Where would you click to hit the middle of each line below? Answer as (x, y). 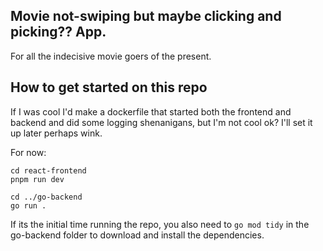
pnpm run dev (37, 179)
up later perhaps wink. (56, 133)
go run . (28, 205)
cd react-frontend (48, 170)
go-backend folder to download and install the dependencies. (137, 235)
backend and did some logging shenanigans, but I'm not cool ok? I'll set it (161, 122)
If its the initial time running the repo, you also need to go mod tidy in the (160, 224)
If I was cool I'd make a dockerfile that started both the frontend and (151, 111)
